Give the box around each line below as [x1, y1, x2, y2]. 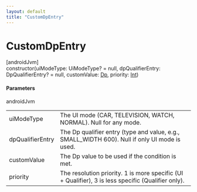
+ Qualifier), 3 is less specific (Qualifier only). [60, 176, 185, 184]
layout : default [6, 8, 46, 15]
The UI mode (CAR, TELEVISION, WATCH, [60, 111, 175, 119]
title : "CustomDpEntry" [6, 14, 64, 20]
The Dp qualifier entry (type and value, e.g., [60, 127, 180, 136]
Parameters [6, 85, 35, 92]
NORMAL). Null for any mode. [60, 118, 142, 126]
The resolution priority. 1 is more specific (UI [60, 169, 184, 177]
